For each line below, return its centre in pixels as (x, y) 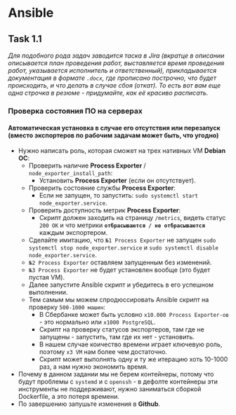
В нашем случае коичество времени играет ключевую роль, (131, 344)
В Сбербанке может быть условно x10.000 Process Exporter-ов (134, 315)
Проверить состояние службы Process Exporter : (102, 188)
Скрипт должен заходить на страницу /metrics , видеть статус (132, 218)
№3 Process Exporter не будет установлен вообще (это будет (119, 270)
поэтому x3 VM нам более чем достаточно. (103, 352)
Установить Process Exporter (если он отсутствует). (117, 181)
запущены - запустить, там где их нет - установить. (117, 337)
